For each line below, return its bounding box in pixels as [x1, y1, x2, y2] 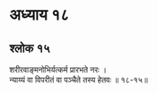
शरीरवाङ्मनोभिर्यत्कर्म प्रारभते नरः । [9, 64, 108, 75]
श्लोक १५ [9, 40, 51, 55]
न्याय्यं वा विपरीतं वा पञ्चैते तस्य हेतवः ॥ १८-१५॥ [9, 74, 148, 85]
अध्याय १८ [9, 4, 70, 25]
